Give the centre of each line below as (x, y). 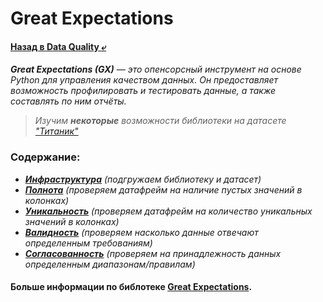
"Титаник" (56, 131)
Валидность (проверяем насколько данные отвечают (141, 232)
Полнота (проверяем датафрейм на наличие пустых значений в (163, 189)
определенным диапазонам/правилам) (110, 264)
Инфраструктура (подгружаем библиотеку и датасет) (143, 179)
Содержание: (45, 157)
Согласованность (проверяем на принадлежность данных (153, 253)
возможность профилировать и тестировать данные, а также (143, 91)
